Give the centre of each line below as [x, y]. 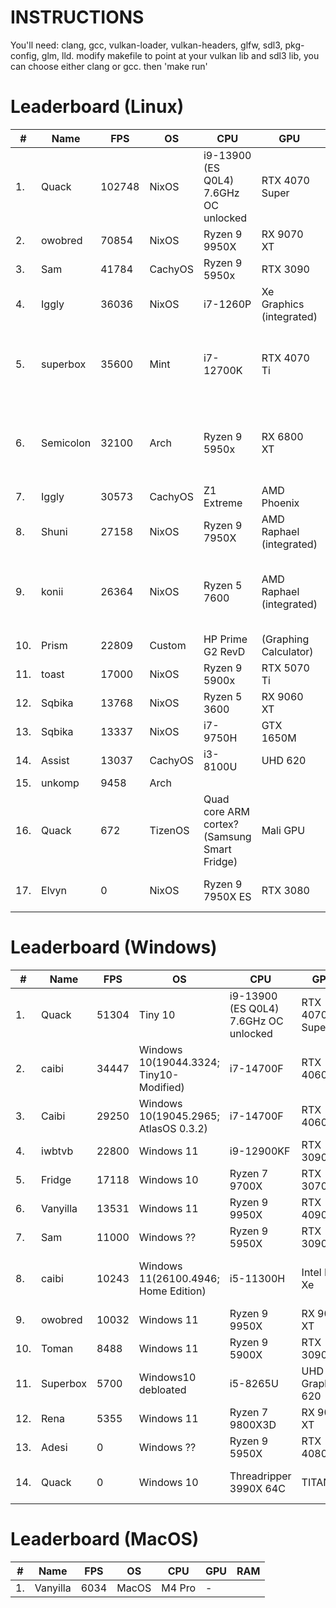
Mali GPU [283, 830]
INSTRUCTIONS [77, 17]
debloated [162, 1389]
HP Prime [225, 639]
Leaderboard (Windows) [114, 947]
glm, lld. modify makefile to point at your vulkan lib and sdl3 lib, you [180, 55]
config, [25, 55]
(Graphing [285, 639]
